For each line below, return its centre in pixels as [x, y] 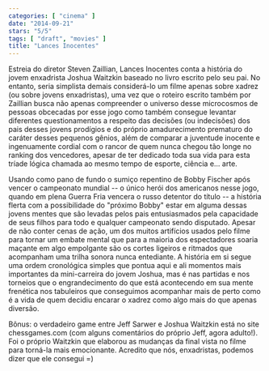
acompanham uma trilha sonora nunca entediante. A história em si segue [130, 257]
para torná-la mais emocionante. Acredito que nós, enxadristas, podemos [131, 350]
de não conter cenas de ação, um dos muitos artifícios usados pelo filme [129, 231]
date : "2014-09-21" [41, 23]
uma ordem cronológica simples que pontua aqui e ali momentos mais [125, 266]
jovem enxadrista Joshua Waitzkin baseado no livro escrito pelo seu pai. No [134, 78]
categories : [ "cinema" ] [52, 16]
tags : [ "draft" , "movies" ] [57, 38]
